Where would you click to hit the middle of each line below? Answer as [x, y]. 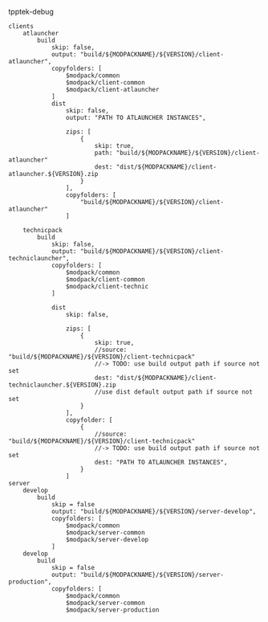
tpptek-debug [31, 12]
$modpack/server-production [112, 610]
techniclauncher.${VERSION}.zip [62, 385]
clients [21, 27]
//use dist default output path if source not [173, 392]
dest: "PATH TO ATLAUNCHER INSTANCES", [161, 462]
